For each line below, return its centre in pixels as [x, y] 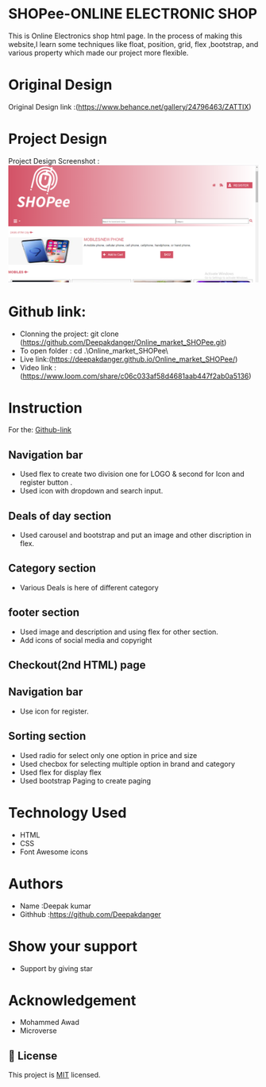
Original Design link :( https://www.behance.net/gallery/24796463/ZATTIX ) [130, 106]
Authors [36, 884]
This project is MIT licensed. [54, 1075]
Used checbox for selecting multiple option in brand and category [127, 764]
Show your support [73, 946]
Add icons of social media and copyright [86, 640]
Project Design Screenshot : [54, 161]
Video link [36, 367]
